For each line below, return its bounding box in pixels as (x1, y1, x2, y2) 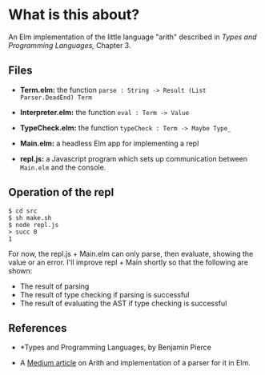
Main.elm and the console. (19, 162, 106, 172)
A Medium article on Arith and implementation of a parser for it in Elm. (19, 358, 251, 368)
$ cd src (8, 206, 38, 215)
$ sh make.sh (8, 213, 52, 221)
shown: (8, 265, 33, 275)
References (8, 321, 67, 335)
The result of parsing (19, 281, 90, 291)
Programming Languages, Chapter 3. (8, 40, 131, 50)
